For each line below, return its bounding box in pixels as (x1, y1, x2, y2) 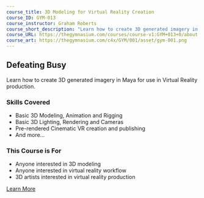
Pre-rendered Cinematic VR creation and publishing (15, 125, 145, 132)
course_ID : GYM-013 (6, 15, 56, 21)
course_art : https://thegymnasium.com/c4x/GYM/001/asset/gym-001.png (6, 37, 188, 43)
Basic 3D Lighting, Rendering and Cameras (15, 119, 124, 126)
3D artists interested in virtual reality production (15, 174, 136, 181)
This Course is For (6, 147, 62, 155)
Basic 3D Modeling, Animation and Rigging (15, 112, 123, 119)
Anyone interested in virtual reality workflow (15, 167, 126, 174)
